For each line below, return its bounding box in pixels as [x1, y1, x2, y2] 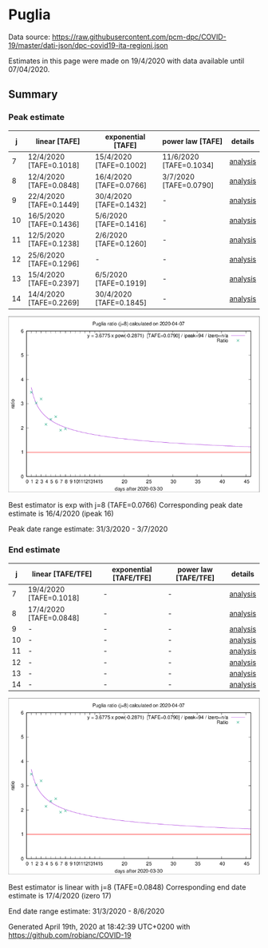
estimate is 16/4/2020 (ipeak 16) [8, 509, 114, 519]
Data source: [8, 32, 50, 42]
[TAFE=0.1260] [94, 239, 148, 249]
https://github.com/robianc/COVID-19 [8, 930, 132, 940]
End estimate [8, 544, 61, 556]
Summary [8, 88, 58, 102]
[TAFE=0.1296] [27, 258, 80, 269]
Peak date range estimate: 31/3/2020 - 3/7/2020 [8, 524, 168, 534]
